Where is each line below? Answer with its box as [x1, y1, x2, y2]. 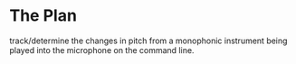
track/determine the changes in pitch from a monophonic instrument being [9, 35, 288, 46]
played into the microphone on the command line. [9, 44, 195, 55]
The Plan [9, 5, 77, 26]
